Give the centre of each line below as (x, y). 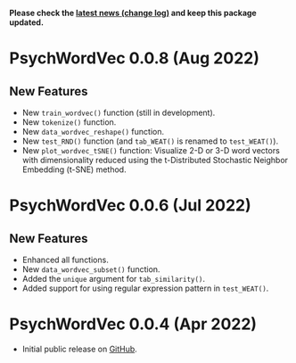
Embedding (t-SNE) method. (74, 169)
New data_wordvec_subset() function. (91, 269)
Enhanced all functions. (65, 260)
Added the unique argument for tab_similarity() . (114, 279)
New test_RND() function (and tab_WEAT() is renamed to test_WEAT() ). (150, 141)
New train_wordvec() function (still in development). (119, 112)
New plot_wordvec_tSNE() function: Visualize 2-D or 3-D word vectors (151, 150)
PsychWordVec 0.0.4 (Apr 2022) (133, 324)
